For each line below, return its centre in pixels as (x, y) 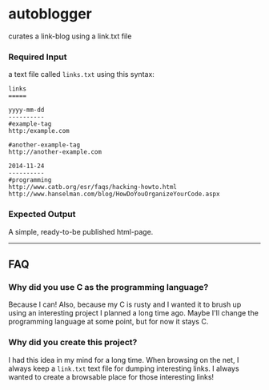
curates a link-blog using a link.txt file (70, 36)
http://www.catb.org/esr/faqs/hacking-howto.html (93, 187)
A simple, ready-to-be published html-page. (81, 231)
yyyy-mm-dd (26, 110)
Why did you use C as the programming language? (108, 287)
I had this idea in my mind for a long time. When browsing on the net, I (124, 360)
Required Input (38, 57)
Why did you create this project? (73, 343)
